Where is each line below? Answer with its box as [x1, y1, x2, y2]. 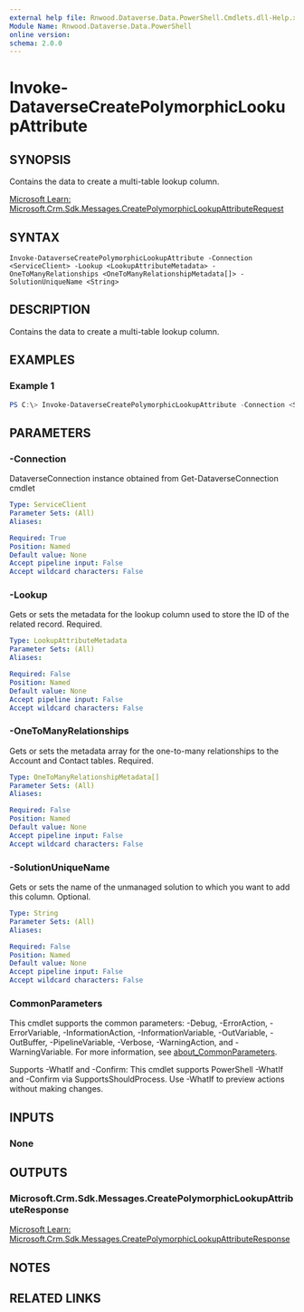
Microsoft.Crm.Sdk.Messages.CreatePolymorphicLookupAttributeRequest [9, 203, 284, 214]
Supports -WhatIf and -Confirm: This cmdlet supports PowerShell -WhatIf [9, 1064, 283, 1075]
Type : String [9, 909, 59, 918]
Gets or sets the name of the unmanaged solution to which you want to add [9, 881, 290, 893]
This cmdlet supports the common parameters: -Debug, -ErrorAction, [9, 1017, 269, 1029]
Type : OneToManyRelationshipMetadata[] [9, 773, 160, 782]
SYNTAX [9, 229, 61, 245]
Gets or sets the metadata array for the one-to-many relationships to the [9, 745, 279, 756]
